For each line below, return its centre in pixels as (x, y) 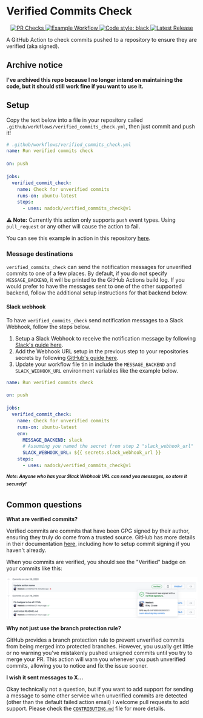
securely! (17, 484)
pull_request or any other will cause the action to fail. (73, 227)
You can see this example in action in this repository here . (78, 238)
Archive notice (35, 65)
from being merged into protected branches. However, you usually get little (100, 646)
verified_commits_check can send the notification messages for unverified (99, 267)
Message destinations (40, 254)
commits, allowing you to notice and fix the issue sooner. (77, 665)
